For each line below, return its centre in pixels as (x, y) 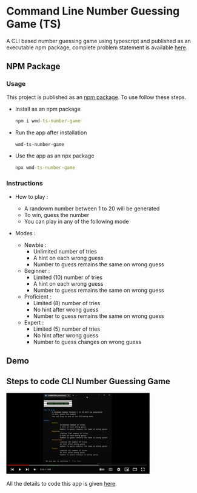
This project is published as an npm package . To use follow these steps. (96, 97)
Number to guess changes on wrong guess (87, 342)
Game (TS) (34, 24)
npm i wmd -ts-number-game (48, 121)
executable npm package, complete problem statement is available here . (97, 47)
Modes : (25, 233)
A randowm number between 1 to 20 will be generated (92, 209)
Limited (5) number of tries (67, 329)
